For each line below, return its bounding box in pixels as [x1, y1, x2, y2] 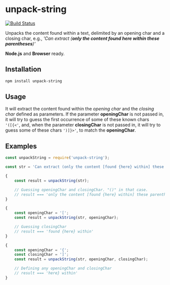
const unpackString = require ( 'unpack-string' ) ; [5, 155, 110, 160]
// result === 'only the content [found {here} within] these [14, 192, 148, 197]
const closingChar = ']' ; [14, 252, 69, 257]
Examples [5, 142, 37, 150]
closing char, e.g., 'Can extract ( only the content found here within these [5, 35, 160, 41]
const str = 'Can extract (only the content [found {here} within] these [5, 164, 164, 169]
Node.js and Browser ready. [5, 50, 65, 56]
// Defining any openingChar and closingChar [14, 266, 112, 271]
